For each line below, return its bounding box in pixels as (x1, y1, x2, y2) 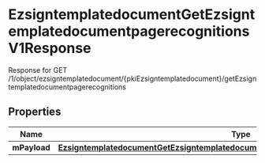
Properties (8, 105, 62, 119)
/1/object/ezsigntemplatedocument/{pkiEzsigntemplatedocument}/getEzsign (8, 74, 257, 83)
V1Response (8, 40, 91, 57)
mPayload (12, 142, 51, 153)
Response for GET (8, 65, 68, 74)
